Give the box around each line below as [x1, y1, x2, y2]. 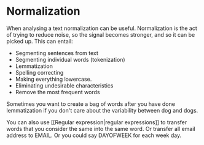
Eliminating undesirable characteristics [15, 81, 114, 89]
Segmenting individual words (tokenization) [15, 56, 125, 63]
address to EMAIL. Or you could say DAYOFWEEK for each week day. [6, 132, 182, 139]
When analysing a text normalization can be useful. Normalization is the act [6, 24, 198, 32]
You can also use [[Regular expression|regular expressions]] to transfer [6, 118, 187, 126]
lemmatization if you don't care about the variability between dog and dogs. [6, 106, 198, 114]
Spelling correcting [15, 69, 64, 76]
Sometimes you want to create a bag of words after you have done [6, 100, 175, 108]
